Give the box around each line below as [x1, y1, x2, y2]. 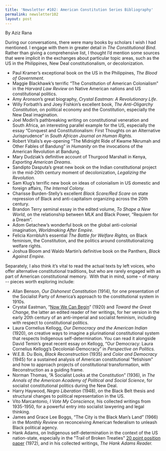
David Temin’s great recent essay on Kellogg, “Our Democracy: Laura [12, 341, 153, 347]
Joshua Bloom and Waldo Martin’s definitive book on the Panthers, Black [12, 248, 161, 254]
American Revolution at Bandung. [12, 149, 81, 154]
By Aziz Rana [5, 30, 32, 36]
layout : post [5, 16, 32, 21]
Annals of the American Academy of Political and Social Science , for [12, 377, 153, 383]
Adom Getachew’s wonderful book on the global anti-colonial [12, 222, 137, 228]
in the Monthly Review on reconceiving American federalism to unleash [12, 419, 157, 425]
